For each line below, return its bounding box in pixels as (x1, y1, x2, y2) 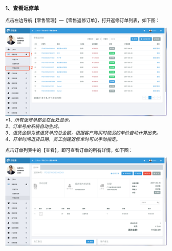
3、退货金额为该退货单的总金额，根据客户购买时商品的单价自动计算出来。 (5, 130, 161, 136)
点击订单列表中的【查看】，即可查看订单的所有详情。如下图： (5, 147, 133, 153)
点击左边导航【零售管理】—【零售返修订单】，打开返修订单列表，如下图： (5, 17, 160, 24)
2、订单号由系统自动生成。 (5, 123, 62, 129)
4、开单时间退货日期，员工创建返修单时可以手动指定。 (5, 136, 121, 142)
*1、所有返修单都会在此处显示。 (5, 117, 73, 123)
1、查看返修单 (5, 4, 39, 11)
